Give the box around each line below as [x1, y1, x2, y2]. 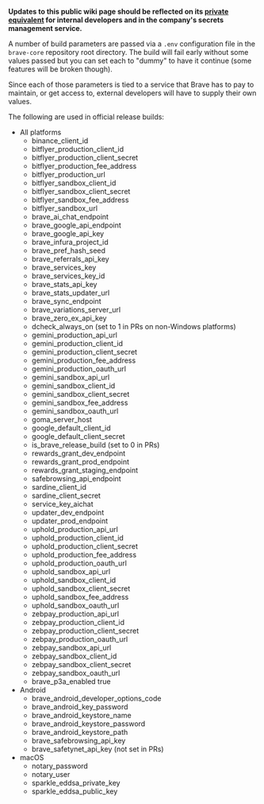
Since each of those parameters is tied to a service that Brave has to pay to [8, 80, 254, 89]
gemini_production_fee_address [31, 355, 136, 365]
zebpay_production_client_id [31, 618, 125, 627]
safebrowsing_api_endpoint [31, 474, 121, 484]
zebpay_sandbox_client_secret [31, 660, 132, 669]
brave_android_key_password [31, 702, 128, 711]
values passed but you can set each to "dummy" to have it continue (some [8, 56, 252, 65]
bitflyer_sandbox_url [31, 204, 98, 213]
